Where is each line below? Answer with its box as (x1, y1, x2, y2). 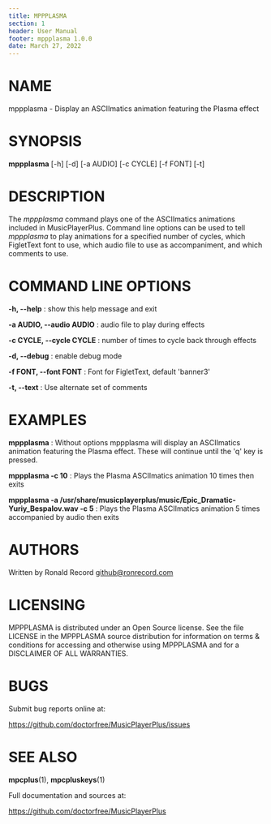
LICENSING (8, 595, 86, 614)
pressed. (8, 455, 38, 465)
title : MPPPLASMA (8, 11, 67, 20)
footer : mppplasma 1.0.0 (8, 34, 92, 43)
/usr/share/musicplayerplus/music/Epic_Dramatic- (59, 495, 237, 504)
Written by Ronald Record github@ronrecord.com (8, 567, 174, 577)
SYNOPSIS (8, 132, 83, 151)
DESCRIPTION (8, 187, 105, 206)
